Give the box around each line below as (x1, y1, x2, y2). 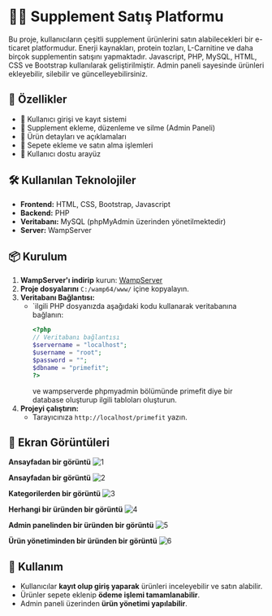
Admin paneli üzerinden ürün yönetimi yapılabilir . (19, 599, 188, 609)
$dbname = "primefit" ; (32, 363, 110, 372)
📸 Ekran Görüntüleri (8, 435, 110, 449)
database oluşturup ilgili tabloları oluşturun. (32, 394, 177, 404)
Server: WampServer (19, 225, 92, 235)
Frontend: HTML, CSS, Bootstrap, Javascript (19, 199, 171, 209)
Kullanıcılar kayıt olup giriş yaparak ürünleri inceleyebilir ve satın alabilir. (19, 582, 263, 592)
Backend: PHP (19, 208, 71, 218)
